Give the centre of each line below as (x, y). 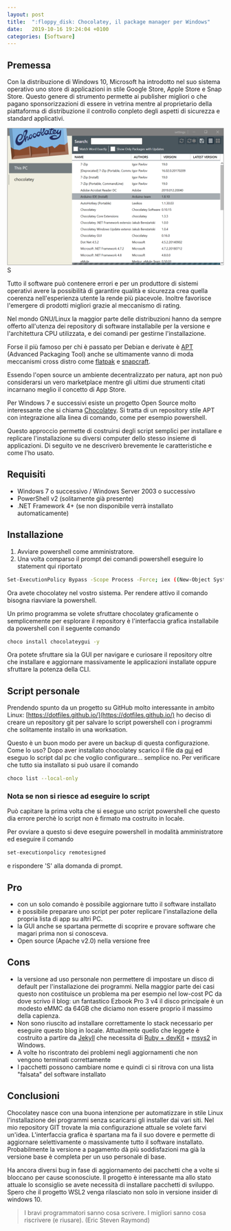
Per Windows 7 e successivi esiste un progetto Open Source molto (102, 403)
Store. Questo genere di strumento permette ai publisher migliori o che (107, 97)
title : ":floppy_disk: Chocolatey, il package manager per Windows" (109, 22)
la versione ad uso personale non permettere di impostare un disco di (115, 979)
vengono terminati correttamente (64, 1059)
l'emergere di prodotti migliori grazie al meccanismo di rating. (94, 306)
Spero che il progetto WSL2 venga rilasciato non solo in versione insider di (113, 1192)
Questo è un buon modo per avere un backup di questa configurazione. (108, 743)
